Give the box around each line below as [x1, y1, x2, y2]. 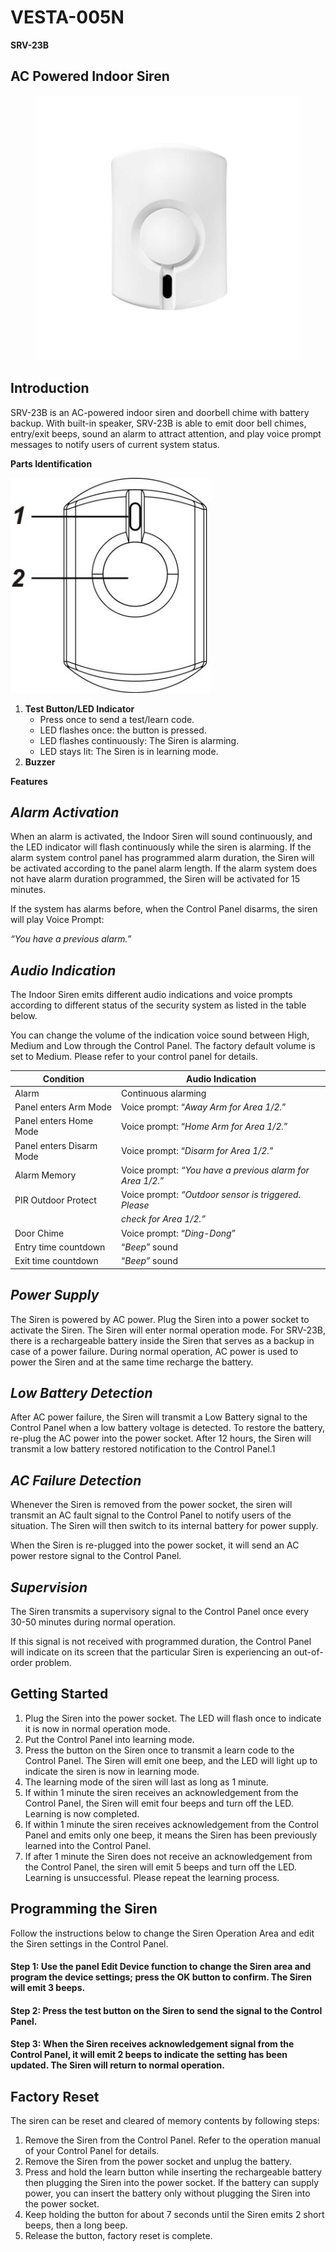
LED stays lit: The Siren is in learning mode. [39, 745, 219, 757]
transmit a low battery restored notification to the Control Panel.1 [10, 1443, 276, 1455]
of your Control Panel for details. [24, 2145, 160, 2157]
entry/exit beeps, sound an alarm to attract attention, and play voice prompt [10, 427, 322, 440]
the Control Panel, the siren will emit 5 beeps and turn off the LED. [24, 1861, 297, 1873]
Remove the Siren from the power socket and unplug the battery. [24, 2156, 292, 2168]
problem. [34, 1656, 72, 1668]
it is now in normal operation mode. [24, 1722, 171, 1735]
